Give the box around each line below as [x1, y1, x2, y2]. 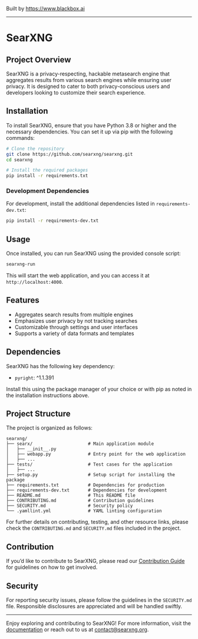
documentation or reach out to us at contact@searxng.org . [6, 626, 149, 633]
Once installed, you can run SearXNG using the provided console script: [6, 250, 181, 257]
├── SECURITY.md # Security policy [6, 503, 133, 509]
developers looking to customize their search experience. [6, 89, 146, 96]
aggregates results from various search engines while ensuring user [6, 77, 172, 83]
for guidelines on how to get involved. [6, 563, 98, 571]
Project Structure [6, 409, 71, 419]
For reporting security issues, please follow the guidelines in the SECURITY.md [6, 597, 192, 604]
